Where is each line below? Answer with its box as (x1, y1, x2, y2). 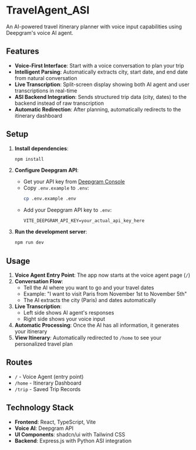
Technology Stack (6, 403, 74, 413)
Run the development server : (14, 228, 87, 236)
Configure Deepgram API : (14, 167, 79, 174)
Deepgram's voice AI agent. (6, 29, 73, 36)
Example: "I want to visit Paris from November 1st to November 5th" (23, 290, 187, 297)
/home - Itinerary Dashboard (14, 379, 82, 386)
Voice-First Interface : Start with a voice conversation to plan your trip (14, 62, 184, 69)
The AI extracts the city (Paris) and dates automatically (23, 297, 157, 303)
